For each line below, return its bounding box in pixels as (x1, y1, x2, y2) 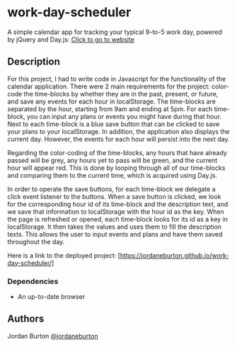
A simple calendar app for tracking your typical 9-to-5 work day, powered (7, 28, 223, 36)
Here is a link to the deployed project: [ (7, 251, 120, 259)
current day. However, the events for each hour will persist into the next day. (7, 135, 230, 143)
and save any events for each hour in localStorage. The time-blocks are (7, 97, 216, 106)
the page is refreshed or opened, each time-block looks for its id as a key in (7, 215, 229, 223)
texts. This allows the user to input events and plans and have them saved (7, 229, 223, 238)
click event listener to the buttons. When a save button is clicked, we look (7, 192, 221, 200)
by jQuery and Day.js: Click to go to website (7, 35, 134, 43)
